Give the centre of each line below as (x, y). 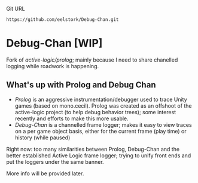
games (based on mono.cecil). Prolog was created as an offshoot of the (103, 106)
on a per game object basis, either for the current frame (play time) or (100, 131)
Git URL (16, 9)
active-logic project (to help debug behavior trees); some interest (95, 112)
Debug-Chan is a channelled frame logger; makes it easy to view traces (103, 124)
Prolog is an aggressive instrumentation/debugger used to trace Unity (101, 99)
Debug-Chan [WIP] (54, 43)
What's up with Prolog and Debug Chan (81, 85)
